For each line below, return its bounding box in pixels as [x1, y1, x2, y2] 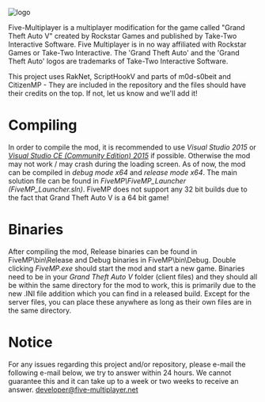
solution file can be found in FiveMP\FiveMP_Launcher [8, 176, 187, 185]
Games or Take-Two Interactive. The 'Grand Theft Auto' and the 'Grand [8, 48, 240, 57]
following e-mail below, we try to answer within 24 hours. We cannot [8, 368, 232, 377]
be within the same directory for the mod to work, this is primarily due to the [8, 280, 256, 290]
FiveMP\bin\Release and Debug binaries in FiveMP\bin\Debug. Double [8, 255, 237, 264]
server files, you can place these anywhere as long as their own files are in [8, 297, 252, 306]
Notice [8, 333, 53, 351]
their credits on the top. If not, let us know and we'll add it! [8, 89, 198, 98]
